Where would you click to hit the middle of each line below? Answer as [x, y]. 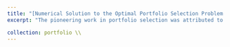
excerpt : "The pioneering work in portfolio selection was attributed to [115, 20]
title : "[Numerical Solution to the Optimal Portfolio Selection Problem [115, 13]
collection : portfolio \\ [44, 32]
